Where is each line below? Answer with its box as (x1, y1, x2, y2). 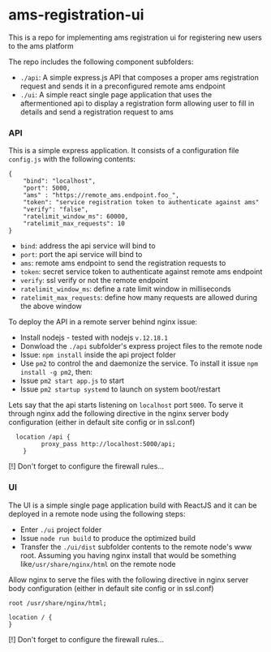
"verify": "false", (23, 205, 89, 214)
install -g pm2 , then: (19, 367, 93, 377)
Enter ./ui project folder (19, 525, 102, 534)
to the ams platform (8, 41, 75, 50)
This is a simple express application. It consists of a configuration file (8, 146, 239, 156)
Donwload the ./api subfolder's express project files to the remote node (19, 341, 263, 351)
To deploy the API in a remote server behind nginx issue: (8, 317, 197, 327)
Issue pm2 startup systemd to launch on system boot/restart (19, 384, 221, 394)
